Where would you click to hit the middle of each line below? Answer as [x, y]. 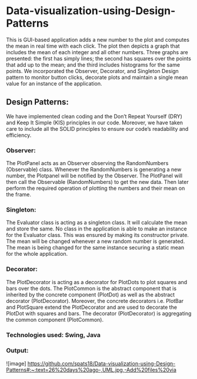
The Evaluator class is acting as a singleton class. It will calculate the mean [97, 223]
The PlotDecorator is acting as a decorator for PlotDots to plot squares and [97, 282]
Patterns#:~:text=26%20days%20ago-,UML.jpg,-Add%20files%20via [91, 370]
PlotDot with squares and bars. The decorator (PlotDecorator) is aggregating [99, 313]
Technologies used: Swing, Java [54, 335]
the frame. [19, 195]
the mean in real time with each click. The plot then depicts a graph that [93, 46]
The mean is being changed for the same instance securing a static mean [95, 248]
